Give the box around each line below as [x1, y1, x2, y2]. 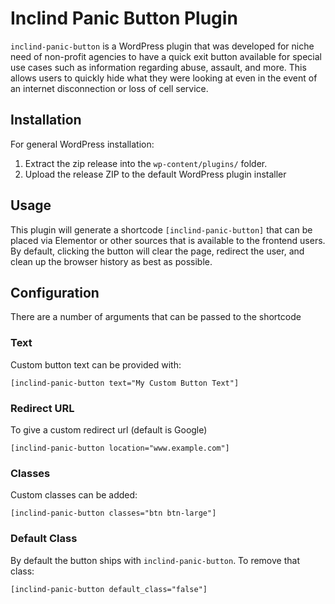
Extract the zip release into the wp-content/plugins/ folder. [24, 157, 268, 169]
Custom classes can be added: [10, 489, 138, 501]
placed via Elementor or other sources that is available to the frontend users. [10, 234, 326, 246]
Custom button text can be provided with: [10, 358, 182, 371]
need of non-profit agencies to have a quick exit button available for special [10, 50, 322, 62]
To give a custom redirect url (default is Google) [10, 423, 208, 436]
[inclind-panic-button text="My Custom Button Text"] [10, 378, 240, 388]
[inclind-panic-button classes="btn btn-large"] [10, 508, 217, 519]
